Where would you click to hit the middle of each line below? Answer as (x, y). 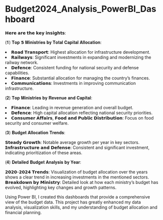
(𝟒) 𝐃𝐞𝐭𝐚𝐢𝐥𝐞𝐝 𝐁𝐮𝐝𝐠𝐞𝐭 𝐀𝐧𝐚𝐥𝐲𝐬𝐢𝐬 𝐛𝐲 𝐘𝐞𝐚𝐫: (43, 162)
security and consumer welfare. (37, 123)
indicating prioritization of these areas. (44, 153)
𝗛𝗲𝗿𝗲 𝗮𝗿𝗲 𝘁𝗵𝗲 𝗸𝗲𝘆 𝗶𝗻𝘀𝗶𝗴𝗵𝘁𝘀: (36, 33)
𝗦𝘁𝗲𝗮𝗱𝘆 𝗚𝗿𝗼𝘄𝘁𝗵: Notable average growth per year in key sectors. (72, 142)
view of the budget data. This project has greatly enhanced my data (73, 202)
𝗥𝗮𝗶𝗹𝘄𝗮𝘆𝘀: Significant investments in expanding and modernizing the (81, 57)
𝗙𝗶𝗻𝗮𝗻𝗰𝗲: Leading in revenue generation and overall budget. (72, 107)
